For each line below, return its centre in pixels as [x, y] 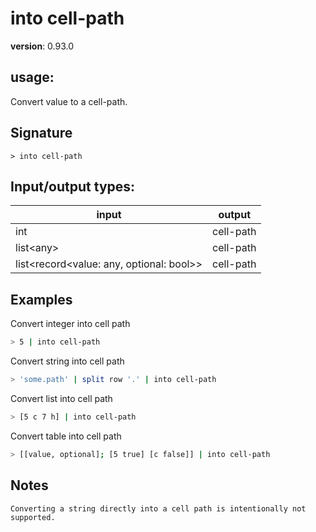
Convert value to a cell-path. [69, 101]
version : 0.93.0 [42, 46]
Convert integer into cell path [70, 324]
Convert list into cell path [61, 398]
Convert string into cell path [67, 361]
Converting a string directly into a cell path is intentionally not [158, 508]
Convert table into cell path [66, 436]
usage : [32, 77]
